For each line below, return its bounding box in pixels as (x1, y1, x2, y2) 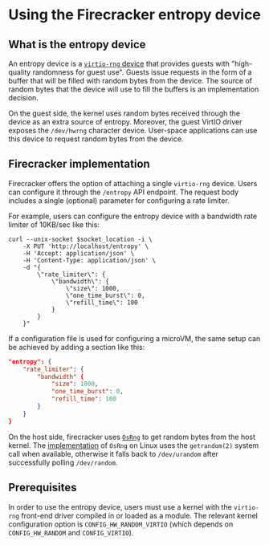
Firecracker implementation (8, 157, 150, 171)
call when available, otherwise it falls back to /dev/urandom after (8, 449, 219, 458)
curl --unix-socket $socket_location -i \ (8, 235, 153, 243)
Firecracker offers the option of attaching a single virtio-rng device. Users (8, 178, 258, 188)
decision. (8, 93, 39, 102)
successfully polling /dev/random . (8, 458, 118, 467)
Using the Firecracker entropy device (8, 6, 261, 24)
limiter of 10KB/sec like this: (8, 219, 100, 230)
